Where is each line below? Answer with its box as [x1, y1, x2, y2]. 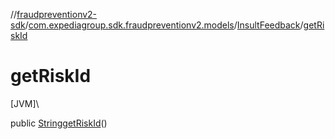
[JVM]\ [10, 97, 40, 109]
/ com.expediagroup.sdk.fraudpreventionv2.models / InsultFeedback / [24, 19, 304, 31]
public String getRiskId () [10, 117, 108, 129]
